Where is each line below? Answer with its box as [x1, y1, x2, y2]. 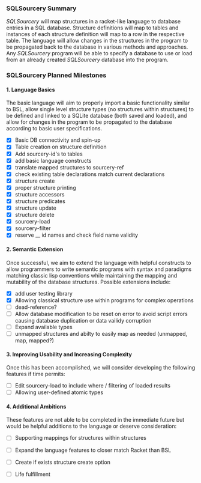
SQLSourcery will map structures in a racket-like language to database [6, 18, 181, 25]
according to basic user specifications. [6, 125, 103, 132]
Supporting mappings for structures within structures [14, 434, 147, 442]
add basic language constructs [14, 157, 92, 164]
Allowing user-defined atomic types [14, 389, 104, 396]
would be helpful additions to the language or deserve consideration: [6, 422, 177, 430]
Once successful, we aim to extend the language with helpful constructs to [6, 259, 191, 266]
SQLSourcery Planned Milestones [6, 71, 107, 79]
